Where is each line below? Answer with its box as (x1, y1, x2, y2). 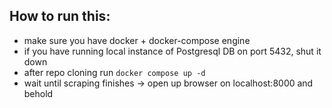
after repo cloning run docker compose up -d (23, 66, 206, 78)
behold (23, 87, 54, 99)
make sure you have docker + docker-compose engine (23, 34, 251, 46)
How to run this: (9, 8, 111, 25)
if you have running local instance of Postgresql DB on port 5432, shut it (23, 45, 322, 57)
